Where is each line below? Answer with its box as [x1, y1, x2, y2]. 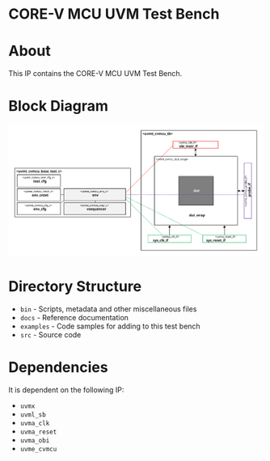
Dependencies [8, 357, 108, 376]
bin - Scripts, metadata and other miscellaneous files [19, 304, 197, 314]
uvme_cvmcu [19, 445, 57, 453]
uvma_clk [19, 419, 50, 427]
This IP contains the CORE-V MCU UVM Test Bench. [8, 69, 183, 78]
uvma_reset [19, 428, 57, 436]
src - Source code [19, 329, 82, 340]
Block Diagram [8, 97, 109, 116]
